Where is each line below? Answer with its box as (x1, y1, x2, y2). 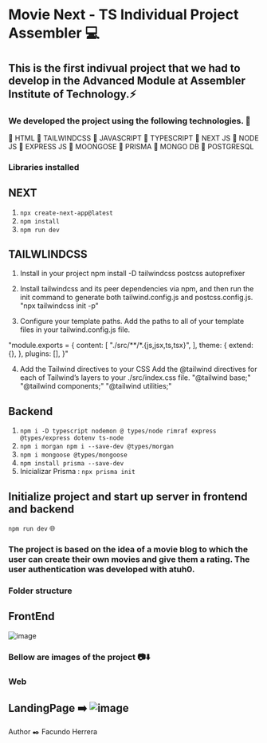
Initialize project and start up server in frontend (8, 489, 249, 504)
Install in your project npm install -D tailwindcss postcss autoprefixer (19, 269, 245, 279)
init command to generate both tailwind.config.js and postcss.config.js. (19, 293, 253, 302)
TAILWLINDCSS (8, 247, 88, 261)
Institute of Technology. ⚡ (8, 87, 137, 101)
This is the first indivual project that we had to (8, 61, 241, 75)
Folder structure (8, 585, 73, 596)
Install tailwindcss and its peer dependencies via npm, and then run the (19, 284, 254, 294)
